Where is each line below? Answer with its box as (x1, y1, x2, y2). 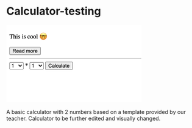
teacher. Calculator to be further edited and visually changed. (6, 115, 161, 122)
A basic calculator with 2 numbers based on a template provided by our (6, 108, 186, 115)
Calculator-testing (6, 4, 102, 18)
